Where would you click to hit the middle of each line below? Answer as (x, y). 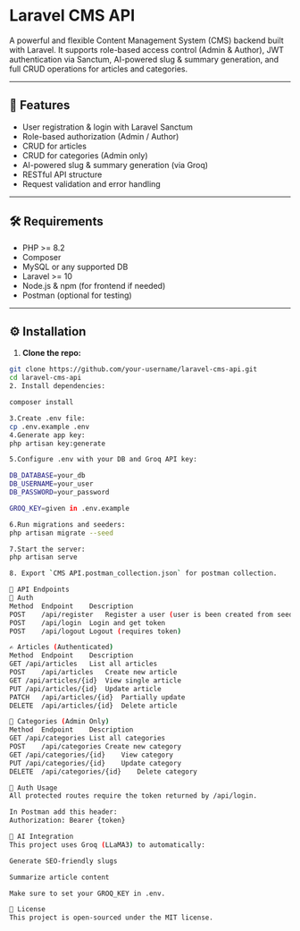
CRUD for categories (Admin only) (85, 155)
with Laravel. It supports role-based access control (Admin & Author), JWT (146, 49)
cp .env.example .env (50, 427)
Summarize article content (59, 877)
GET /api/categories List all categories (87, 739)
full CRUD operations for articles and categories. (99, 69)
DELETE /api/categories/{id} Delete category (104, 771)
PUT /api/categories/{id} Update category (95, 763)
